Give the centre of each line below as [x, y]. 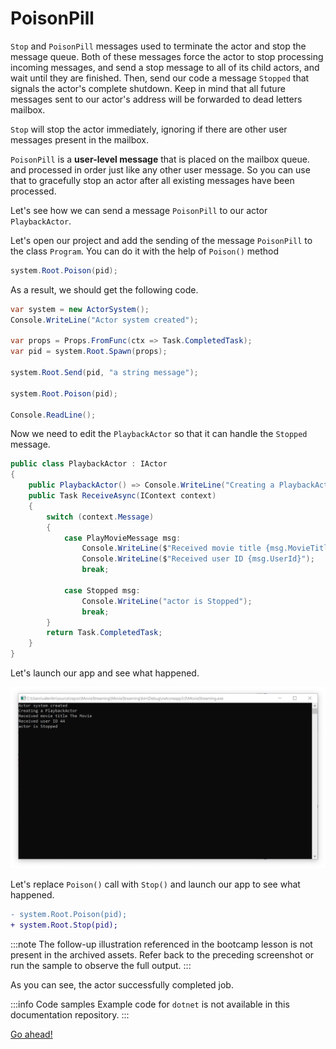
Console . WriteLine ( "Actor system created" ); [104, 320]
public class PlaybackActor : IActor [89, 464]
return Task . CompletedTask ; [104, 633]
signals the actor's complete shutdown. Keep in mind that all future [148, 88]
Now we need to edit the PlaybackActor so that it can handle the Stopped [159, 434]
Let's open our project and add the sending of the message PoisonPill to [161, 240]
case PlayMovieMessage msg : [122, 538]
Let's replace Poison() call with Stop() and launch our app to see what [155, 884]
